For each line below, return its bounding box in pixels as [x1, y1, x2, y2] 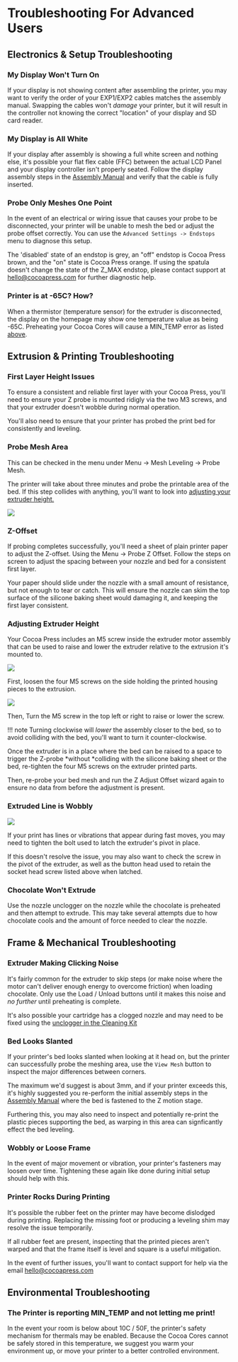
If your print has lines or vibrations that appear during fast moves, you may [7, 831, 225, 839]
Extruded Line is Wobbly [7, 802, 93, 812]
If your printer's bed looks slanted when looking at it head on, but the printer [7, 1052, 230, 1060]
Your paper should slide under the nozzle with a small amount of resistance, [7, 578, 229, 587]
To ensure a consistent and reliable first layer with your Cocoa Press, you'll [7, 388, 226, 396]
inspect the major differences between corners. [7, 1067, 147, 1075]
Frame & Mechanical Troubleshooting [7, 937, 176, 949]
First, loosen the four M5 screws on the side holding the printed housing [7, 677, 218, 686]
